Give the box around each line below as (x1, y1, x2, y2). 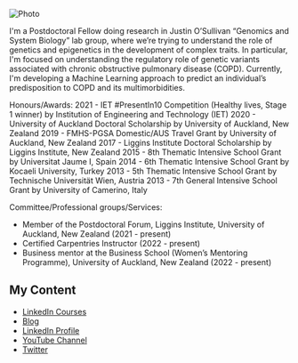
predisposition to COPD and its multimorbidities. (9, 83, 185, 93)
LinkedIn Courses (21, 306, 87, 317)
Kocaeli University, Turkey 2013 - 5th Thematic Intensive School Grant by (9, 165, 278, 176)
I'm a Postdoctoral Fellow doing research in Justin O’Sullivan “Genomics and (9, 26, 289, 36)
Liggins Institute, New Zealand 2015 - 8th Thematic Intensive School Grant (9, 147, 282, 157)
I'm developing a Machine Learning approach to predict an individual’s (9, 73, 267, 84)
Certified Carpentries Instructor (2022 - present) (21, 238, 201, 248)
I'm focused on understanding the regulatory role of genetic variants (9, 54, 261, 64)
